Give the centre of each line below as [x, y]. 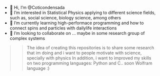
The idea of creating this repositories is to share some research [90, 48]
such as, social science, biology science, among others [65, 18]
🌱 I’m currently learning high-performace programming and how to [77, 23]
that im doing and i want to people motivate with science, [84, 53]
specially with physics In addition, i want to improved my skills [89, 58]
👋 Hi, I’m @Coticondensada [37, 8]
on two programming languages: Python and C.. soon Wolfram [90, 63]
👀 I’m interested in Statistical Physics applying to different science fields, [83, 13]
